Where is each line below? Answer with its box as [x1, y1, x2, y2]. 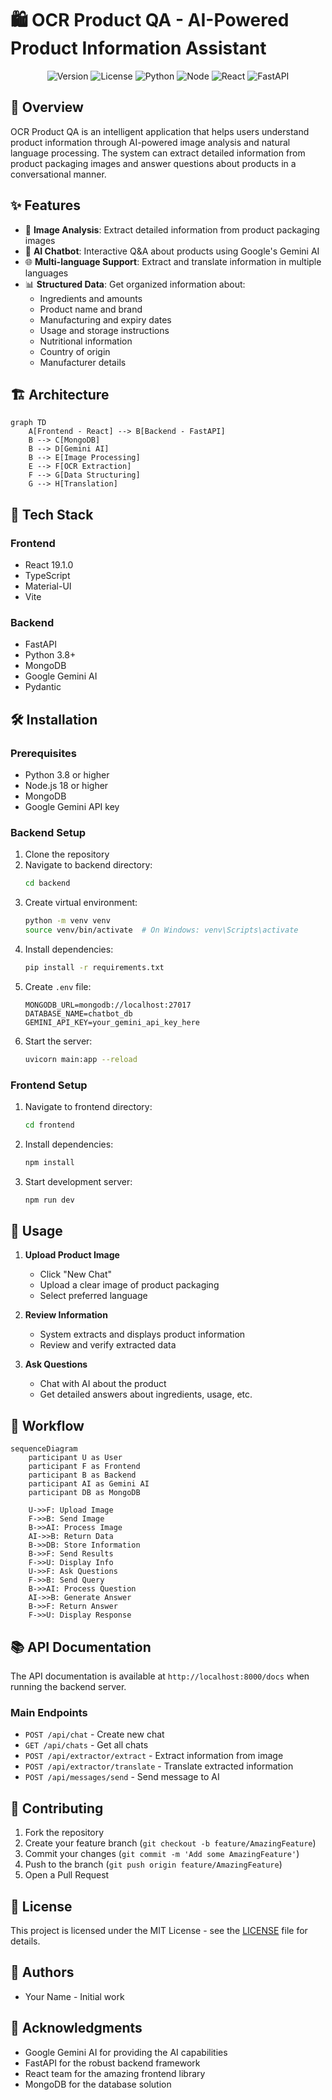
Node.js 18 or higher [24, 780, 109, 792]
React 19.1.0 [24, 559, 74, 571]
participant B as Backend [28, 1470, 137, 1481]
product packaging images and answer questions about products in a [10, 157, 297, 169]
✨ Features [10, 197, 81, 214]
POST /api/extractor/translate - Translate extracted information [24, 1760, 294, 1772]
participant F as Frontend [28, 1462, 141, 1472]
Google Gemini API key [24, 801, 120, 813]
